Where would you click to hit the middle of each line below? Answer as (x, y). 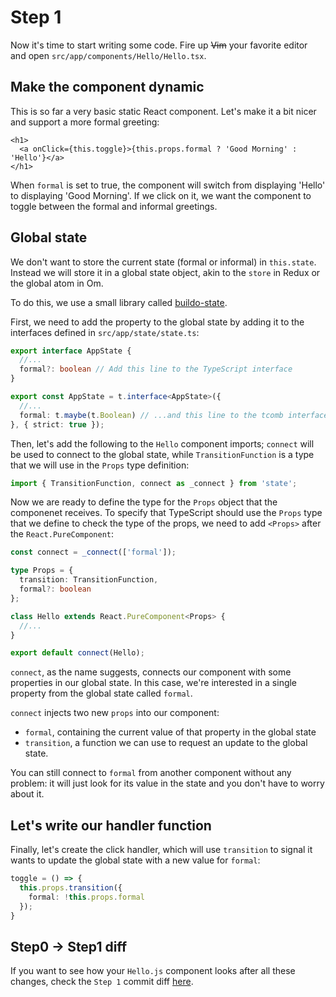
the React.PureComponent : (62, 534)
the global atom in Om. (57, 283)
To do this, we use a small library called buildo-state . (119, 302)
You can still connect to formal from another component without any (151, 773)
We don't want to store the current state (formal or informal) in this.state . (163, 262)
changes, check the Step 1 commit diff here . (102, 982)
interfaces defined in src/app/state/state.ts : (105, 332)
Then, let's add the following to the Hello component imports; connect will (162, 443)
